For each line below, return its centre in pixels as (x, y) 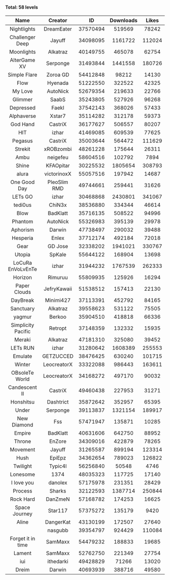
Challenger (23, 37)
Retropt (58, 328)
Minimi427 (58, 300)
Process (22, 491)
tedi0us (23, 205)
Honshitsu (23, 402)
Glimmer (23, 100)
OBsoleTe (22, 373)
